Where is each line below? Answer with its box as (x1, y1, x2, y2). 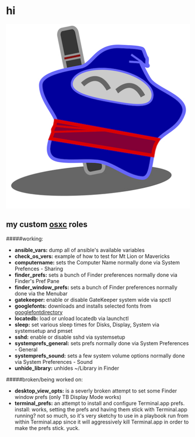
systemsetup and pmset (14, 327, 73, 334)
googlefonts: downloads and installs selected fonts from (14, 302, 152, 309)
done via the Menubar (14, 290, 68, 297)
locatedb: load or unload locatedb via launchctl (14, 315, 129, 322)
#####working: (6, 235, 44, 242)
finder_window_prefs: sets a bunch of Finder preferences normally (14, 284, 178, 291)
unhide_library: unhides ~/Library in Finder (14, 364, 120, 371)
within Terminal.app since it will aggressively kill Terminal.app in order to (14, 418, 189, 425)
